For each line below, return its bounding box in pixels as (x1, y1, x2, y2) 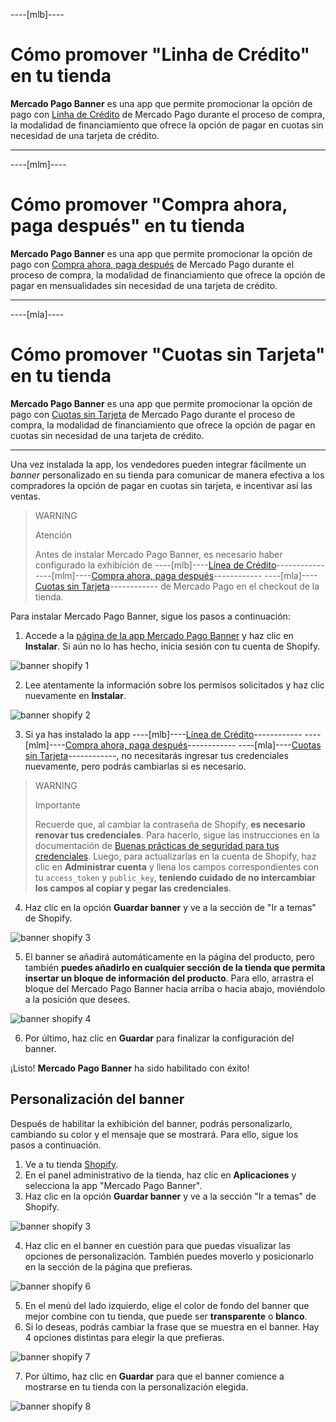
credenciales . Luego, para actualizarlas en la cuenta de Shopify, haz (34, 850, 317, 862)
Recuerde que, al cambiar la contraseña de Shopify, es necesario (34, 818, 306, 830)
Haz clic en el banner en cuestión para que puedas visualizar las (24, 1239, 291, 1251)
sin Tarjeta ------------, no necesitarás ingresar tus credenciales (24, 749, 289, 761)
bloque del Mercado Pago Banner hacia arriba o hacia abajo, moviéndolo (24, 982, 326, 994)
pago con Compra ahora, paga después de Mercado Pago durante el (10, 258, 295, 270)
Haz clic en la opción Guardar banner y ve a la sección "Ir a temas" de (24, 1190, 317, 1202)
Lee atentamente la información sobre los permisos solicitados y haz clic (24, 679, 325, 691)
